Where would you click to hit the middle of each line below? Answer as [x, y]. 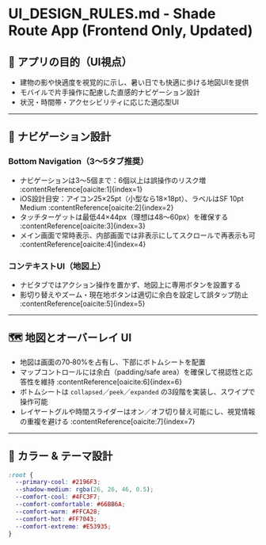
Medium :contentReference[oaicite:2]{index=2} [97, 208]
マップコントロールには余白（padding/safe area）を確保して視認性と [133, 372]
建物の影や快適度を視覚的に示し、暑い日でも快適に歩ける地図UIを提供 [134, 82]
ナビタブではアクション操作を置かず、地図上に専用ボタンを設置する [130, 284]
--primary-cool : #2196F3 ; [58, 482]
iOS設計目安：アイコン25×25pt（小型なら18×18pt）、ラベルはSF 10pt [131, 198]
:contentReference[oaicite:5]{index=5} [82, 303]
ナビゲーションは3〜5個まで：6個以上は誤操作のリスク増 [113, 180]
